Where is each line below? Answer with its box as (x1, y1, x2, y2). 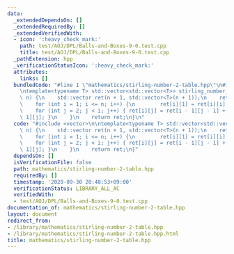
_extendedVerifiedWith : (13, 29, 82, 37)
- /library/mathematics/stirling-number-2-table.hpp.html (7, 230, 179, 237)
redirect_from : (7, 217, 52, 224)
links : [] (19, 74, 49, 82)
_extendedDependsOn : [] (13, 17, 82, 24)
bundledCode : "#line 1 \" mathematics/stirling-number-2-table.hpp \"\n (13, 81, 223, 88)
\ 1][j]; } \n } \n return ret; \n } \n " (19, 113, 145, 120)
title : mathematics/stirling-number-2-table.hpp (7, 237, 151, 244)
